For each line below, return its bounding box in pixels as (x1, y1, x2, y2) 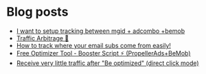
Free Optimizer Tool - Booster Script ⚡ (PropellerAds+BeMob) (16, 49, 191, 57)
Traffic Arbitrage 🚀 (16, 34, 69, 42)
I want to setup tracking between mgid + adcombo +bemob (16, 27, 185, 35)
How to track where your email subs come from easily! (16, 41, 171, 49)
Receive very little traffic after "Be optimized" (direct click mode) (16, 59, 200, 67)
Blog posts (6, 4, 69, 20)
